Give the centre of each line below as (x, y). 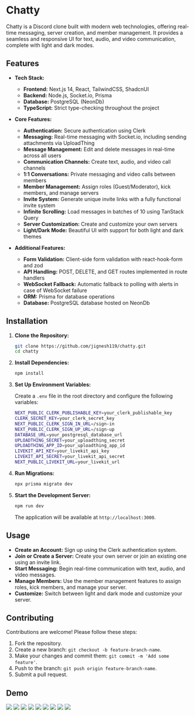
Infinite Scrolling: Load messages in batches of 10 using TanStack (104, 211)
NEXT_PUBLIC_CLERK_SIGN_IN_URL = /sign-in (64, 424)
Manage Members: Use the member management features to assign (98, 581)
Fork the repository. (38, 643)
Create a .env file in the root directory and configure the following (94, 396)
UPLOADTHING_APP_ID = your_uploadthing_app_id (70, 446)
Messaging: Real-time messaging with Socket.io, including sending (105, 137)
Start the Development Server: (52, 495)
